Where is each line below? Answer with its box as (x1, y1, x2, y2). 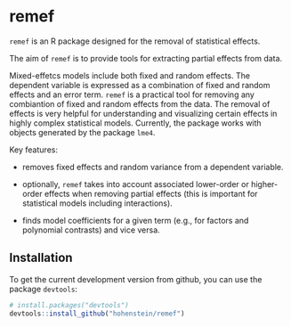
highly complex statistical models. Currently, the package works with (9, 118, 262, 128)
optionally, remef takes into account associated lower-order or (21, 178, 249, 189)
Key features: (9, 144, 58, 155)
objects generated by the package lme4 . (9, 127, 156, 137)
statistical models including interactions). (21, 198, 174, 208)
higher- (250, 178, 279, 189)
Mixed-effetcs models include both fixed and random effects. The (9, 69, 251, 81)
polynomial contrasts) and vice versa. (21, 225, 160, 235)
